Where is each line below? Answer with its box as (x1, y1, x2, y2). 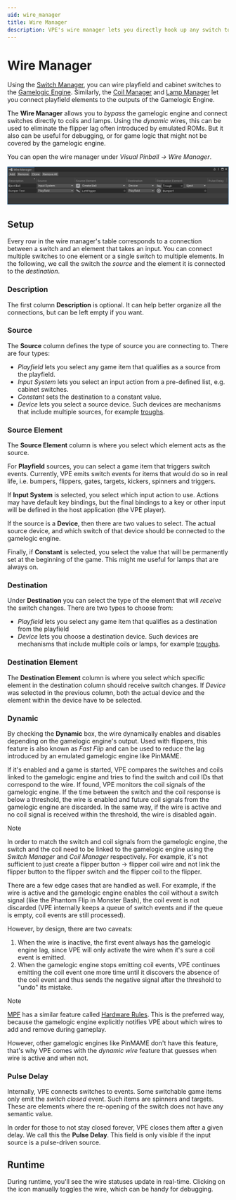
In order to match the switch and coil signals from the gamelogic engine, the (7, 838, 228, 846)
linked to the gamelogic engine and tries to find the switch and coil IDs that (7, 773, 223, 781)
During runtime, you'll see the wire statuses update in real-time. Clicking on (7, 1177, 225, 1186)
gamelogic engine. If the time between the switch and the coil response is (7, 788, 221, 796)
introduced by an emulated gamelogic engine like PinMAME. (7, 752, 182, 760)
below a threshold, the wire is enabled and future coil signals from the (7, 796, 209, 804)
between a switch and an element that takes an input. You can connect (7, 245, 213, 253)
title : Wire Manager (7, 18, 68, 26)
